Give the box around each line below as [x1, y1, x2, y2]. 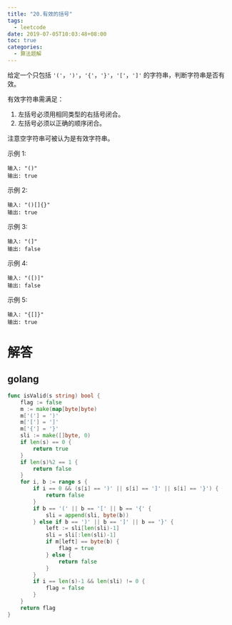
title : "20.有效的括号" [7, 10, 73, 18]
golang [7, 373, 39, 385]
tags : [7, 17, 24, 24]
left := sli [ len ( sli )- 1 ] [45, 525, 120, 532]
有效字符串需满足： [7, 94, 64, 103]
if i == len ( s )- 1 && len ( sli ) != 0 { [33, 578, 146, 585]
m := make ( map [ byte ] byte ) [20, 405, 98, 412]
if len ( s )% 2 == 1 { [20, 458, 79, 466]
